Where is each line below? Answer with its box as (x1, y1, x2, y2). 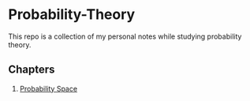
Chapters (8, 63, 55, 77)
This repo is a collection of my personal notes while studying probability (8, 32, 242, 41)
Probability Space (19, 84, 77, 93)
